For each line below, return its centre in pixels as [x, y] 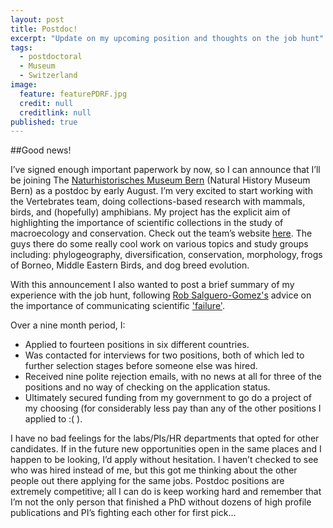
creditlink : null [55, 112]
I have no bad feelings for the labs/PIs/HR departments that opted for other [165, 438]
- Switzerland [48, 76]
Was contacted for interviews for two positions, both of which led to [164, 355]
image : [24, 85]
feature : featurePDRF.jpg [73, 94]
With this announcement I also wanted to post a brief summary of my [152, 285]
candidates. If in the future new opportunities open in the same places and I [166, 449]
